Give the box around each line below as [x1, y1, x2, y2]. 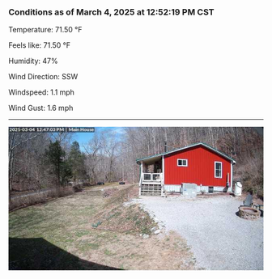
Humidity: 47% [8, 56, 58, 66]
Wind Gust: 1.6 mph [8, 104, 74, 113]
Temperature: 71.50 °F [8, 25, 83, 35]
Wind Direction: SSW [8, 72, 79, 82]
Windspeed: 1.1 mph [8, 87, 75, 97]
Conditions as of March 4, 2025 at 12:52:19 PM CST [8, 6, 215, 18]
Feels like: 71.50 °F [8, 40, 71, 50]
